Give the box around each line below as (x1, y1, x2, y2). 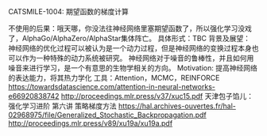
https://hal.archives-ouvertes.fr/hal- (118, 101, 236, 111)
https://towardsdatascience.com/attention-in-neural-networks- (8, 82, 216, 91)
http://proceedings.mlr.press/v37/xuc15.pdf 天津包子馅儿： (60, 92, 254, 100)
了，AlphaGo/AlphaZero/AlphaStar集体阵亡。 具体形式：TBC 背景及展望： (8, 34, 250, 43)
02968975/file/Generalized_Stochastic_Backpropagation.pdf (8, 110, 207, 119)
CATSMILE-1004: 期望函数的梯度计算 (8, 7, 129, 16)
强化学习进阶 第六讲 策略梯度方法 (8, 101, 117, 111)
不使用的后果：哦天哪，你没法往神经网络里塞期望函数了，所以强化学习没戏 (8, 24, 252, 33)
